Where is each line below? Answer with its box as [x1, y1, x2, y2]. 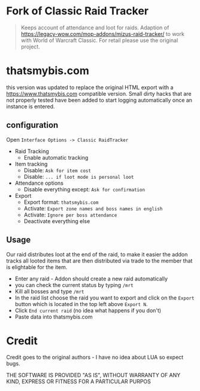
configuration [6, 120, 59, 130]
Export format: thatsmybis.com [23, 198, 99, 206]
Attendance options [14, 179, 64, 187]
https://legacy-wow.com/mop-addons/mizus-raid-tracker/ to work [20, 30, 184, 37]
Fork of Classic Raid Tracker [6, 4, 149, 18]
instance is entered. [6, 103, 55, 110]
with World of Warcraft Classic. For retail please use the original [20, 36, 178, 44]
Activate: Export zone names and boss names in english [23, 204, 163, 212]
